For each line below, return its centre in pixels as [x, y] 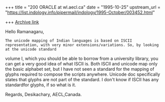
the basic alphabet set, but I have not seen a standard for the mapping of [80, 69]
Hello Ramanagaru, [25, 31]
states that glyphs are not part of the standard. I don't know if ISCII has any [82, 79]
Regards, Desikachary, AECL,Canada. [43, 94]
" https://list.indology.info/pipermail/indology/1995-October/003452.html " [80, 12]
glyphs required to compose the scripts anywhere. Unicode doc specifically [83, 74]
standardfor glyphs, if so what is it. [41, 85]
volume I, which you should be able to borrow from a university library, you [82, 58]
